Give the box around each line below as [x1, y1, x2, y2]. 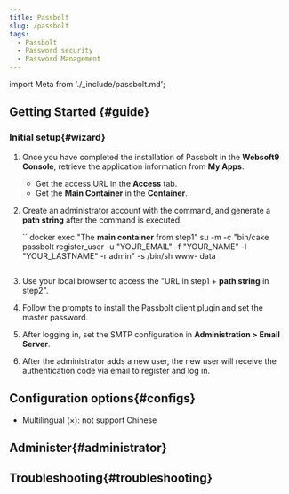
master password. [21, 312, 89, 322]
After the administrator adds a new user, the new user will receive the [21, 355, 277, 366]
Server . [21, 338, 51, 349]
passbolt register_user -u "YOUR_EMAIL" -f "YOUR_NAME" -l [21, 241, 247, 252]
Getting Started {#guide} [9, 104, 150, 120]
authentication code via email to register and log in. [21, 365, 211, 376]
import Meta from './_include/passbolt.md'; [9, 79, 166, 89]
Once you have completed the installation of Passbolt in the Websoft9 [21, 151, 280, 162]
